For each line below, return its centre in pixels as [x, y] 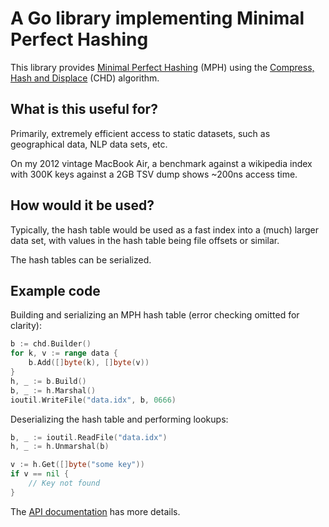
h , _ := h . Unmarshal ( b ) [60, 447]
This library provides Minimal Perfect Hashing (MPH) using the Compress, [162, 67]
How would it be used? [82, 205]
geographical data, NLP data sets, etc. [89, 144]
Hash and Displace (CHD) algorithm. [85, 78]
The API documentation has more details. [95, 511]
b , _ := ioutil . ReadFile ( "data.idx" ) [89, 437]
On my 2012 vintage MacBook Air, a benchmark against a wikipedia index [161, 163]
